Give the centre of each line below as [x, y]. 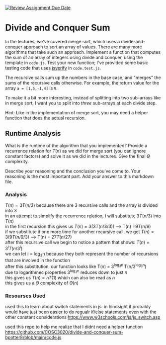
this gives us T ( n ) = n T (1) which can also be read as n [60, 277]
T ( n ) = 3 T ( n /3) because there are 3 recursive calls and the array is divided [82, 205]
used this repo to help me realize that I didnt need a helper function [74, 327]
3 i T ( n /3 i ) [14, 248]
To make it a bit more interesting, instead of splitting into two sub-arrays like [83, 97]
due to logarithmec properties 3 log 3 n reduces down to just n [66, 272]
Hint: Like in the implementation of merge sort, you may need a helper [77, 112]
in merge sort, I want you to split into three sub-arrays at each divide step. [81, 103]
